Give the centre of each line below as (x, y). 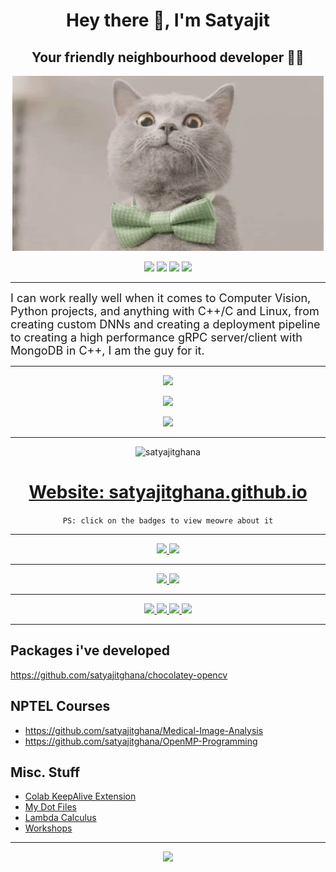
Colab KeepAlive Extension (80, 796)
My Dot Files (50, 807)
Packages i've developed (90, 650)
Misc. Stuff (45, 772)
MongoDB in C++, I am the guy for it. (107, 351)
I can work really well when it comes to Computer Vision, (161, 298)
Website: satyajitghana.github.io (168, 492)
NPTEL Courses (60, 706)
